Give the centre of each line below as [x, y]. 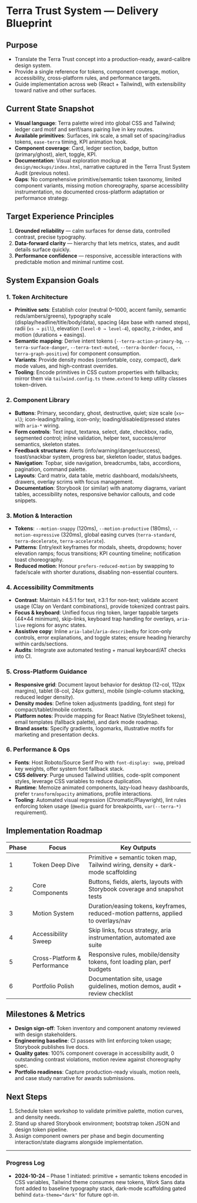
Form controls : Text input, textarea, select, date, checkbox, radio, [94, 432]
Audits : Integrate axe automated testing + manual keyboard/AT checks [100, 650]
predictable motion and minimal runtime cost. [69, 262]
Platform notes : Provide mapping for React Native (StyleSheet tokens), [100, 716]
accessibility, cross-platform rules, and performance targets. [88, 78]
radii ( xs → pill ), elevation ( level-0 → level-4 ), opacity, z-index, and [98, 329]
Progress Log [26, 1163]
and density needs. [38, 1117]
